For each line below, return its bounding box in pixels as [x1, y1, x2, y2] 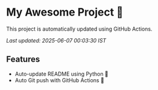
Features [6, 54, 40, 65]
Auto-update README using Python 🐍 [14, 70, 109, 77]
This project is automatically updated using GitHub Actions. [6, 25, 153, 32]
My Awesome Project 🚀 [6, 5, 124, 19]
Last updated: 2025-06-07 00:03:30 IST [6, 37, 107, 44]
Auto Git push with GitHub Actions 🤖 [14, 76, 105, 83]
